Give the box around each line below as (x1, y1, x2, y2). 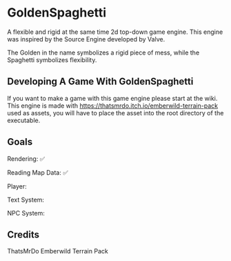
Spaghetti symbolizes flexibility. (7, 55, 97, 64)
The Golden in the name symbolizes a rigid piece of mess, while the (7, 48, 200, 57)
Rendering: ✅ (7, 154, 46, 163)
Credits (7, 229, 40, 240)
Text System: (7, 195, 45, 204)
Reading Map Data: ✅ (7, 168, 69, 177)
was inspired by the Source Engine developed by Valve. (7, 35, 165, 43)
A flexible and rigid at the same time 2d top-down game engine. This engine (7, 28, 223, 36)
